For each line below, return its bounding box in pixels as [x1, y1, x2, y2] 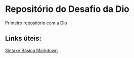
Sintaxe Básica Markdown [5, 47, 58, 53]
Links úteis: [5, 34, 42, 43]
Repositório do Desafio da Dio [5, 3, 130, 15]
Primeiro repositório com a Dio [5, 20, 68, 26]
